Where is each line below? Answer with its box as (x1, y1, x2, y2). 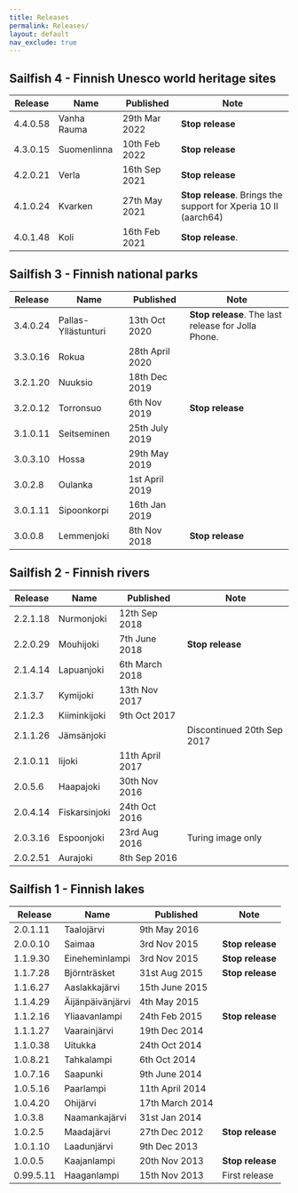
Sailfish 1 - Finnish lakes (9, 882, 145, 897)
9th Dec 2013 (138, 1140, 198, 1152)
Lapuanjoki (58, 664, 105, 676)
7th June (119, 633, 157, 645)
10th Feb (122, 138, 161, 150)
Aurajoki (58, 851, 93, 864)
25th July (128, 422, 169, 434)
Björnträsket (64, 966, 115, 979)
